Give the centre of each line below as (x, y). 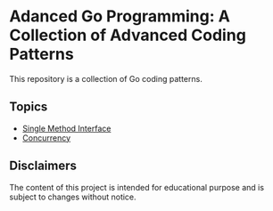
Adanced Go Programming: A (120, 16)
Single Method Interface (66, 128)
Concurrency (46, 138)
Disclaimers (43, 166)
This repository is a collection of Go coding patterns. (106, 78)
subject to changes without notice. (73, 197)
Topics (29, 107)
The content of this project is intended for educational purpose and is (137, 187)
